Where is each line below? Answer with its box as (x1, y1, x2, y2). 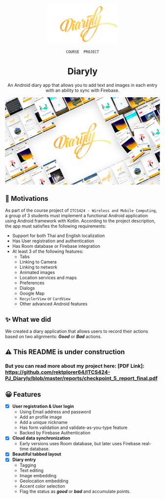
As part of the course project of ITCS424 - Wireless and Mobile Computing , (5, 207, 157, 213)
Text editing (19, 467, 44, 473)
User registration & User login (12, 403, 74, 409)
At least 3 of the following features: (12, 248, 83, 255)
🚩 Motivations (5, 194, 49, 203)
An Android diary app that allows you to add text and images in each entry (7, 82, 158, 88)
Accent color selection (19, 483, 65, 489)
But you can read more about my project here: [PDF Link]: (5, 363, 145, 370)
